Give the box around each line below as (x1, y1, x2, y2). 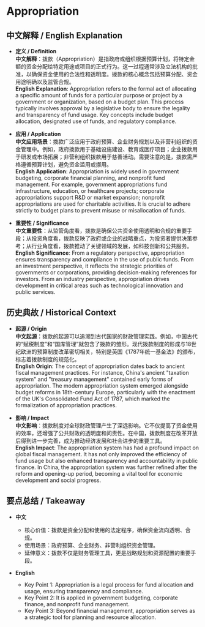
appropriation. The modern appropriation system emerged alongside (15, 381, 188, 389)
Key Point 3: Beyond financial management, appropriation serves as (24, 607, 196, 614)
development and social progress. (15, 476, 102, 484)
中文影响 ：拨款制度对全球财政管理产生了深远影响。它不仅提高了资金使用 (15, 421, 198, 429)
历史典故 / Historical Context (6, 307, 116, 318)
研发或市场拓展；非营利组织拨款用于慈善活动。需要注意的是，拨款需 (20, 153, 193, 160)
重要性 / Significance (15, 219, 69, 227)
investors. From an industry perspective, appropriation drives (15, 276, 170, 282)
